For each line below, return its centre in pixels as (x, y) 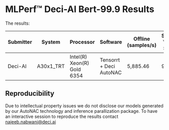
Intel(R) (78, 56)
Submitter (20, 42)
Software (111, 42)
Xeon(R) (79, 63)
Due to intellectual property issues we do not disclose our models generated (84, 106)
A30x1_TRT (51, 66)
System (51, 42)
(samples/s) (142, 45)
